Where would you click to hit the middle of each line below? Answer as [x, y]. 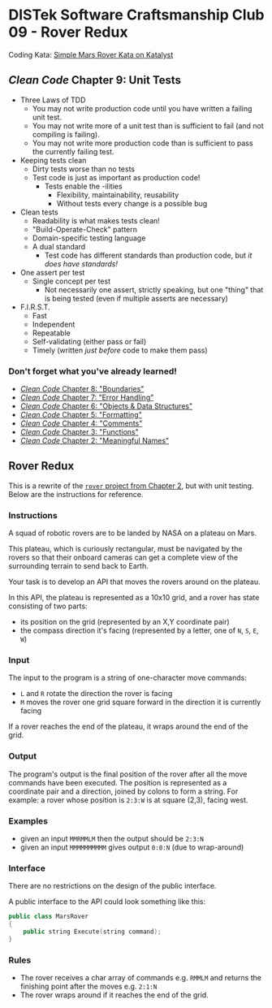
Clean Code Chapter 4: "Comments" [81, 423]
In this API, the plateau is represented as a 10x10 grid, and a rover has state [134, 598]
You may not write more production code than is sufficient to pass [142, 143]
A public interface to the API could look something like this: [107, 902]
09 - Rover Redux [68, 32]
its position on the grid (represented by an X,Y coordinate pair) [125, 622]
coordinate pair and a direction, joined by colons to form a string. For [123, 791]
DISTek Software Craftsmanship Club [136, 15]
